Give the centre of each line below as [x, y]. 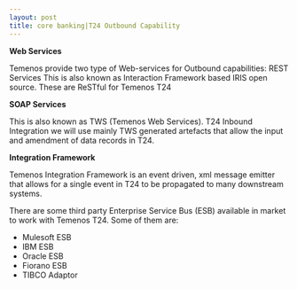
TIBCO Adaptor [50, 275]
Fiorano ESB [45, 265]
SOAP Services [38, 104]
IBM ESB [38, 246]
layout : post [33, 17]
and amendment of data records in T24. [82, 140]
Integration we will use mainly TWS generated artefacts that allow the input [146, 130]
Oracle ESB [43, 256]
